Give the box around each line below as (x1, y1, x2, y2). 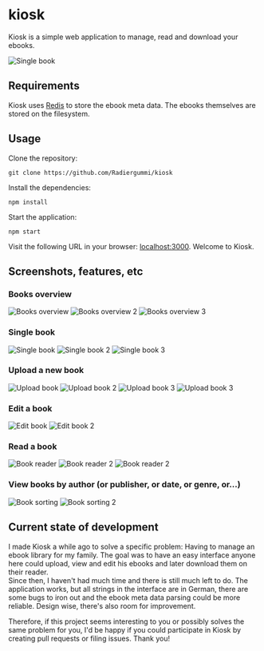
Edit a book (8, 403, 53, 414)
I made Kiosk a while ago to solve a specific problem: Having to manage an (8, 542, 255, 551)
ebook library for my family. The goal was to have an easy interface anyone (8, 550, 256, 560)
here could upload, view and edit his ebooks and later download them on (8, 558, 248, 568)
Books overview (8, 288, 73, 300)
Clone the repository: (8, 153, 78, 163)
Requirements (8, 79, 80, 93)
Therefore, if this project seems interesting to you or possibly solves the (8, 617, 245, 626)
